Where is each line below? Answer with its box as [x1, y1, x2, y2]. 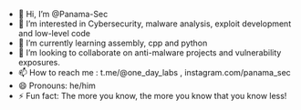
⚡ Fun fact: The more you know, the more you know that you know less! [17, 91, 287, 101]
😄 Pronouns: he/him [17, 80, 96, 91]
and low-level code [17, 28, 91, 38]
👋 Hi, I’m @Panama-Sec [17, 9, 109, 19]
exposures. [17, 57, 61, 67]
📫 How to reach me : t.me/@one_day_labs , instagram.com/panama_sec [17, 67, 292, 77]
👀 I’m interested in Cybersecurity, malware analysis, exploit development [17, 18, 292, 29]
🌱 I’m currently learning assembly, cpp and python [17, 37, 208, 48]
